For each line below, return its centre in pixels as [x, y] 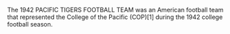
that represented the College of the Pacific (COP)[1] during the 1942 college [115, 17]
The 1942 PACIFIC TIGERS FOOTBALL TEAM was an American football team [115, 10]
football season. [30, 24]
